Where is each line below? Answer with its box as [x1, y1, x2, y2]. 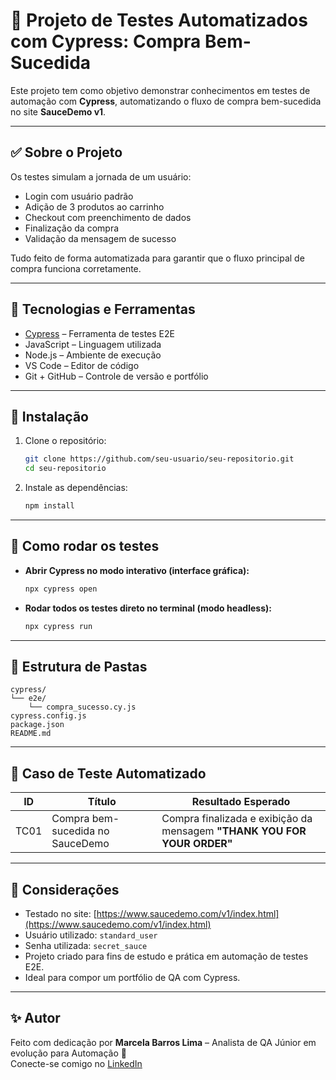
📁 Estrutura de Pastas [10, 658, 148, 675]
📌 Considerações [10, 881, 120, 898]
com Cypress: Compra [10, 30, 202, 53]
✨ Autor [10, 1010, 61, 1027]
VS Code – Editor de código [24, 359, 140, 371]
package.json [10, 720, 65, 730]
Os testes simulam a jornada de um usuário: [10, 170, 192, 183]
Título [87, 795, 117, 809]
